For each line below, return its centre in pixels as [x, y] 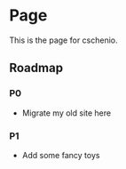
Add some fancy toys [61, 155]
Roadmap [36, 68]
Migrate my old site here [67, 113]
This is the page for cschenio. [63, 40]
